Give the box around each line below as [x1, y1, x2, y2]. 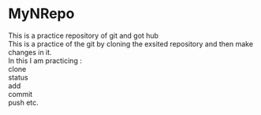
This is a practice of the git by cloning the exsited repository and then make [8, 39, 254, 48]
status [8, 72, 29, 82]
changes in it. [8, 47, 53, 57]
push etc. [8, 98, 39, 107]
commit [8, 89, 33, 98]
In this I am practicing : [8, 56, 83, 65]
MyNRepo [8, 5, 75, 23]
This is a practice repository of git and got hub [8, 31, 159, 40]
